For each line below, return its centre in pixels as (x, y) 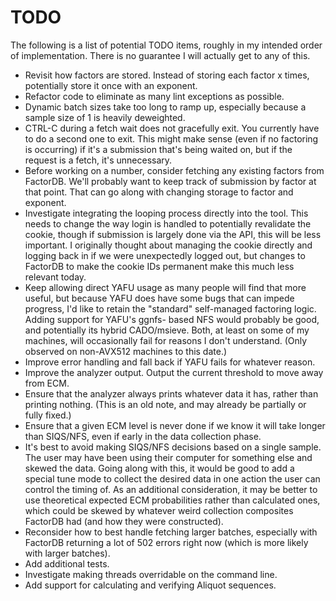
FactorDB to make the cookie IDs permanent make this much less (159, 266)
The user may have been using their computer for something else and (168, 457)
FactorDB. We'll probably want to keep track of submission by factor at (170, 181)
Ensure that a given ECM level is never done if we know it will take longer (175, 425)
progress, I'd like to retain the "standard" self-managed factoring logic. (170, 308)
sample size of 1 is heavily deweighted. (105, 117)
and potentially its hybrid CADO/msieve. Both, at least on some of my (167, 330)
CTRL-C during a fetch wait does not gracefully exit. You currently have (172, 128)
